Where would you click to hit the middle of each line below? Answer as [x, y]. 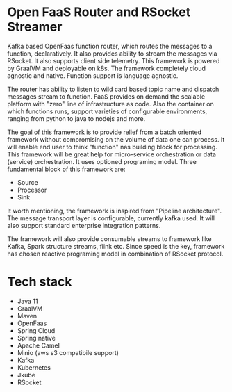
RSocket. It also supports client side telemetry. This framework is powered [114, 60]
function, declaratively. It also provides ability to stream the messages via [112, 54]
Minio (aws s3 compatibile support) [68, 352]
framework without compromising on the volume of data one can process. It [116, 139]
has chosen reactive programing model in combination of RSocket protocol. [115, 254]
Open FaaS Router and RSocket [99, 12]
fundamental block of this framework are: [67, 169]
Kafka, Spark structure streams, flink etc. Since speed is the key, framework [116, 246]
